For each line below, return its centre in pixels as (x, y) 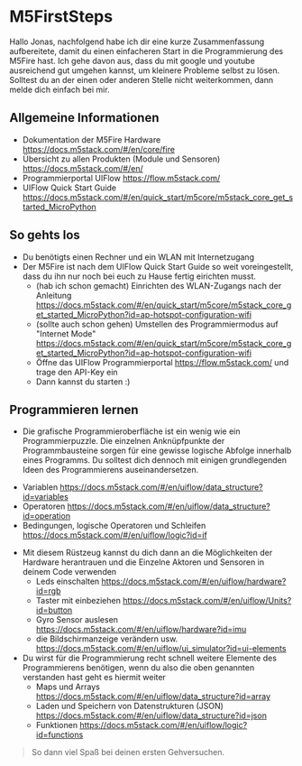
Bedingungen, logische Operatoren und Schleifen (114, 526)
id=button (54, 610)
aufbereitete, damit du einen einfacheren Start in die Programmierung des (146, 51)
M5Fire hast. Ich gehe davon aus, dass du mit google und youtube (132, 60)
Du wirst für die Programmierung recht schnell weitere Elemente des (150, 658)
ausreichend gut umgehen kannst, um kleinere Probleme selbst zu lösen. (145, 70)
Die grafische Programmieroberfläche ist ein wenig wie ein (131, 431)
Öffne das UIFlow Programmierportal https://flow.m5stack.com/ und (162, 362)
